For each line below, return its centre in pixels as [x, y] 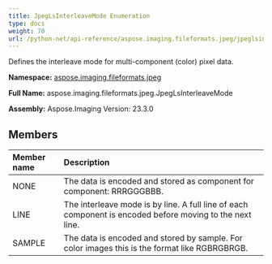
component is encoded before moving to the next [157, 214]
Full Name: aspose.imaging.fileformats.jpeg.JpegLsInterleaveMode [121, 93]
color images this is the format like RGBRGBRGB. [156, 249]
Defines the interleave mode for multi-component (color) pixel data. [121, 62]
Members [33, 134]
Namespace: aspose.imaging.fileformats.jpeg [85, 77]
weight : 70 [27, 31]
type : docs [27, 24]
